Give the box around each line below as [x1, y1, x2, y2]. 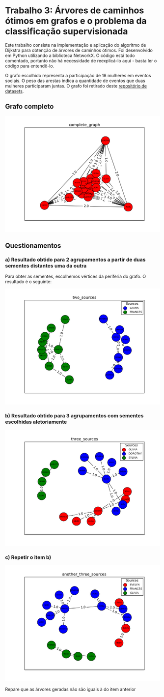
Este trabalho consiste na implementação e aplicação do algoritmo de [5, 42, 146, 48]
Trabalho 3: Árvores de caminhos [5, 5, 144, 16]
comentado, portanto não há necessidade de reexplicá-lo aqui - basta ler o [5, 58, 157, 63]
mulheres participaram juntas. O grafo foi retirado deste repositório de [5, 83, 147, 88]
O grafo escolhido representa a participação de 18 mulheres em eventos [5, 72, 151, 78]
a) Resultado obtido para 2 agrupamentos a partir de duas [5, 256, 146, 263]
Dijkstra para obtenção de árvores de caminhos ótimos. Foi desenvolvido [5, 47, 153, 53]
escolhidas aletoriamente [5, 418, 67, 425]
